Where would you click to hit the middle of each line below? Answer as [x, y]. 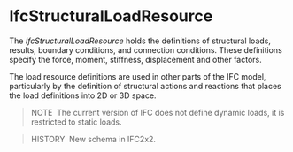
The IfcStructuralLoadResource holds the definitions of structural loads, [140, 41]
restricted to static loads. [76, 122]
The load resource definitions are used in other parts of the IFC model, [138, 76]
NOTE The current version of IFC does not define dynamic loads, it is [158, 112]
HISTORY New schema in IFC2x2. [93, 139]
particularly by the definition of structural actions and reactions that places [145, 86]
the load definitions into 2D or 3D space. [83, 95]
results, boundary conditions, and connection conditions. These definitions [146, 49]
